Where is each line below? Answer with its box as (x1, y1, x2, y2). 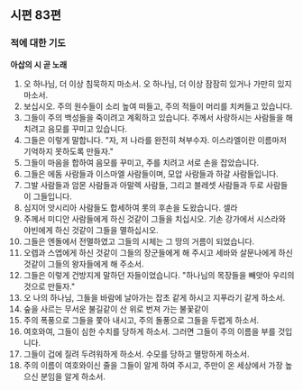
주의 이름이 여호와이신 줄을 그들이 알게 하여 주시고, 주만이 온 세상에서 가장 (23, 359, 283, 370)
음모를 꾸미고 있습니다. (47, 123, 128, 134)
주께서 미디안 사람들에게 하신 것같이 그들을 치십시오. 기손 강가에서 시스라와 (23, 213, 287, 224)
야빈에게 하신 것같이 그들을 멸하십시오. (23, 224, 159, 235)
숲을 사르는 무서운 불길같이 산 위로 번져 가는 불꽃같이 (23, 304, 209, 314)
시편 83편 (10, 7, 62, 23)
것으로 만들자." (23, 281, 76, 292)
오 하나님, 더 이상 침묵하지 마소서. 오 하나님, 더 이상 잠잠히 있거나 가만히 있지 (23, 78, 292, 89)
